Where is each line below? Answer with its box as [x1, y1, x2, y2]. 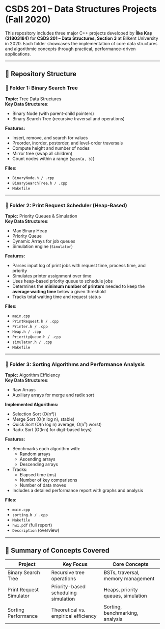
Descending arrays [19, 462, 58, 467]
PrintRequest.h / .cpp [12, 319, 59, 324]
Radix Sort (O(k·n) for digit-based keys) [12, 427, 92, 433]
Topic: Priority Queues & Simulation [5, 213, 78, 219]
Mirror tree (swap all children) [12, 150, 73, 156]
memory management [104, 575, 155, 582]
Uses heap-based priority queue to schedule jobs [12, 278, 113, 284]
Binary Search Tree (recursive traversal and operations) [12, 115, 125, 121]
